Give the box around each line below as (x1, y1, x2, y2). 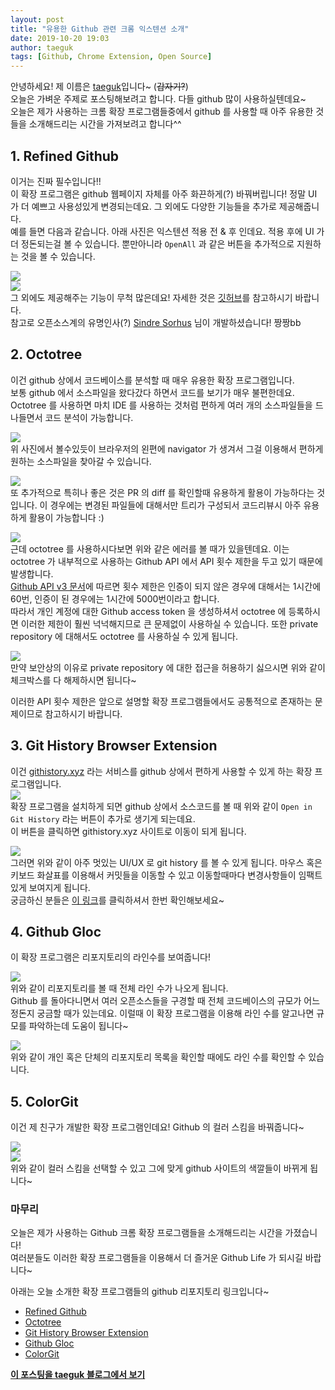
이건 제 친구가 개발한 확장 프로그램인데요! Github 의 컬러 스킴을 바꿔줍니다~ (10, 1121, 305, 1133)
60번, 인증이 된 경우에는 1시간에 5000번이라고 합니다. (10, 592, 220, 605)
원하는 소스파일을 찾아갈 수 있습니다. (10, 455, 152, 467)
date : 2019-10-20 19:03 (10, 33, 110, 43)
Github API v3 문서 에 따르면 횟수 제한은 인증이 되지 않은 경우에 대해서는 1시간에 (10, 580, 322, 592)
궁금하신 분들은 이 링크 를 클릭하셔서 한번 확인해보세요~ (10, 894, 225, 906)
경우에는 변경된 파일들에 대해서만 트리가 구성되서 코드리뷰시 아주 (49, 499, 302, 511)
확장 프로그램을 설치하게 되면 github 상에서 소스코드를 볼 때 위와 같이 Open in (10, 800, 313, 812)
